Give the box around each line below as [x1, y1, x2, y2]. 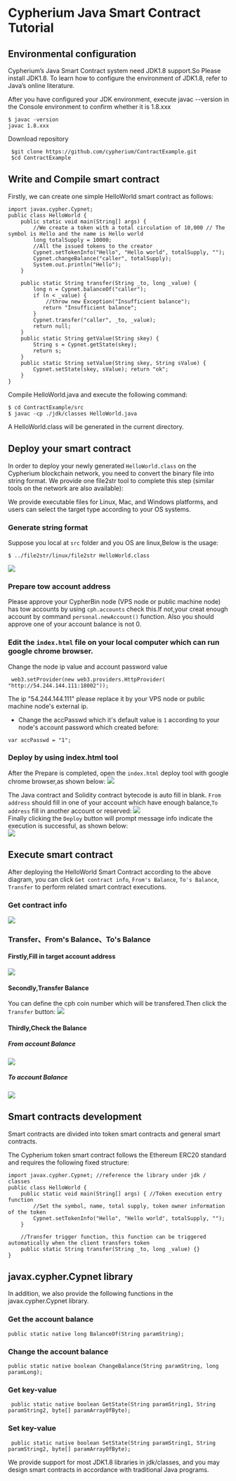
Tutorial [8, 20, 55, 36]
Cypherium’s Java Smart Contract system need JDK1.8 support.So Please [8, 67, 221, 75]
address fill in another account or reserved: [8, 807, 132, 815]
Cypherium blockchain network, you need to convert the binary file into [8, 469, 215, 477]
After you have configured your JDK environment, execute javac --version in [8, 95, 229, 103]
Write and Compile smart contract [8, 174, 160, 186]
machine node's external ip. [8, 702, 88, 710]
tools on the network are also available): [8, 484, 124, 492]
